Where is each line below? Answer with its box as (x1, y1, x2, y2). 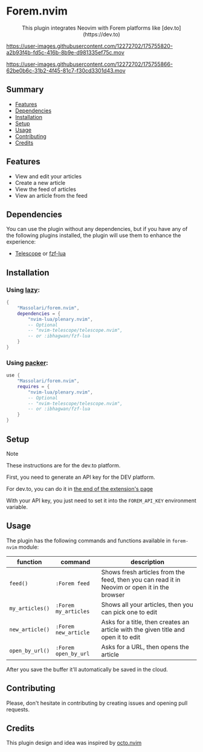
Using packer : (6, 358, 48, 367)
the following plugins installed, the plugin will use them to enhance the (6, 232, 181, 239)
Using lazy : (6, 285, 40, 294)
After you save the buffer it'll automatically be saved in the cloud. (6, 666, 168, 673)
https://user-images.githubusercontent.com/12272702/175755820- (6, 42, 173, 50)
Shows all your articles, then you (101, 600, 193, 609)
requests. (6, 705, 30, 713)
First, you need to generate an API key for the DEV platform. (6, 473, 155, 481)
